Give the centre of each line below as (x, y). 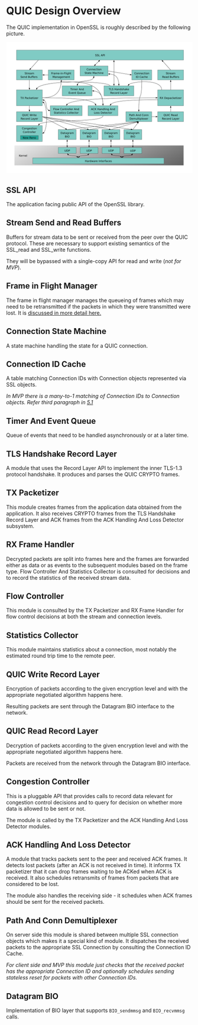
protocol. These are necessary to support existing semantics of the (88, 243)
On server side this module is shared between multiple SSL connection (92, 935)
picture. (16, 33)
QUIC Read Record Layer (52, 731)
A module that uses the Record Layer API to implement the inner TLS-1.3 (94, 468)
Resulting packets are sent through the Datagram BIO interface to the (90, 706)
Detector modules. (29, 826)
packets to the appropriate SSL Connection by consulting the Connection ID (98, 948)
